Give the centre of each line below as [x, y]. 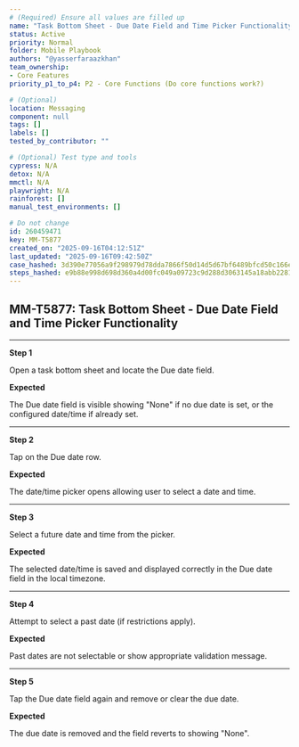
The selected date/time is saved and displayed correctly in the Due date [141, 569]
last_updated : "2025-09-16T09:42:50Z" [81, 256]
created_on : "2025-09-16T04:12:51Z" [77, 248]
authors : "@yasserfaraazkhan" [65, 59]
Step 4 [22, 603]
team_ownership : [39, 68]
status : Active [37, 34]
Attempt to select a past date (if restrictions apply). [102, 621]
